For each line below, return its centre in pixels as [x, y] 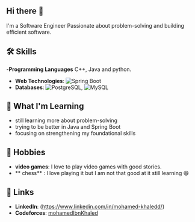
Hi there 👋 [25, 11]
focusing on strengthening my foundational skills [75, 134]
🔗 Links [20, 192]
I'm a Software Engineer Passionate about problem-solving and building [95, 25]
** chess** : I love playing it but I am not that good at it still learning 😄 [102, 173]
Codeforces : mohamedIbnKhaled [56, 213]
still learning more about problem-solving [66, 120]
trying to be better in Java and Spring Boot [68, 127]
